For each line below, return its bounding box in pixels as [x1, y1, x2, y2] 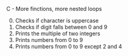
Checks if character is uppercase [15, 17, 99, 24]
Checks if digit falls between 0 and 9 [15, 24, 108, 30]
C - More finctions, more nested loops [6, 5, 102, 12]
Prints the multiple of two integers [15, 30, 101, 37]
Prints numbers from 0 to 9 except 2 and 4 [15, 43, 123, 50]
